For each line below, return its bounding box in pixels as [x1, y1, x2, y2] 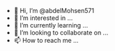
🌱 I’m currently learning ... [13, 21, 89, 29]
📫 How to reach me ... [13, 37, 79, 44]
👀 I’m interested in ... [13, 14, 73, 22]
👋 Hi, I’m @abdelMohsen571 [13, 7, 95, 14]
